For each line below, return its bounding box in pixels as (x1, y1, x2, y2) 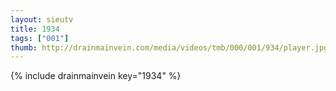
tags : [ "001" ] (10, 33, 70, 43)
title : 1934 (10, 24, 60, 34)
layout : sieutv (10, 14, 74, 25)
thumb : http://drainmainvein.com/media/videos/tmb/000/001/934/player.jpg (10, 42, 329, 53)
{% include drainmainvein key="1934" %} (10, 70, 182, 82)
